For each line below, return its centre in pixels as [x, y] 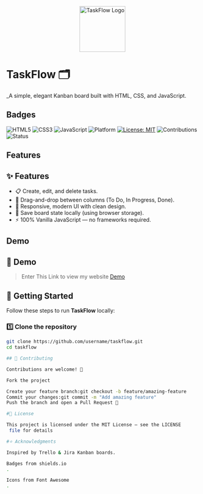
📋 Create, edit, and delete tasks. [56, 191]
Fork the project [28, 380]
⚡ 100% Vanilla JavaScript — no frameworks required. [83, 219]
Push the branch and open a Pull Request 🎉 [62, 403]
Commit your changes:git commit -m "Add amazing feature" [81, 397]
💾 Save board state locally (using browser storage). [80, 212]
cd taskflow [21, 347]
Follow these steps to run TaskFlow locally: [61, 310]
